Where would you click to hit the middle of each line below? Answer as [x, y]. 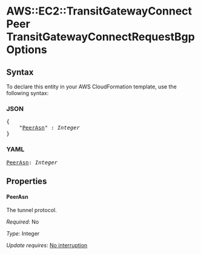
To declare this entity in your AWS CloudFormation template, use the [91, 87]
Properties [27, 181]
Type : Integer [23, 234]
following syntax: [28, 93]
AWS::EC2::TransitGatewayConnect [99, 11]
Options [27, 50]
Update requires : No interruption [47, 245]
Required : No [23, 222]
